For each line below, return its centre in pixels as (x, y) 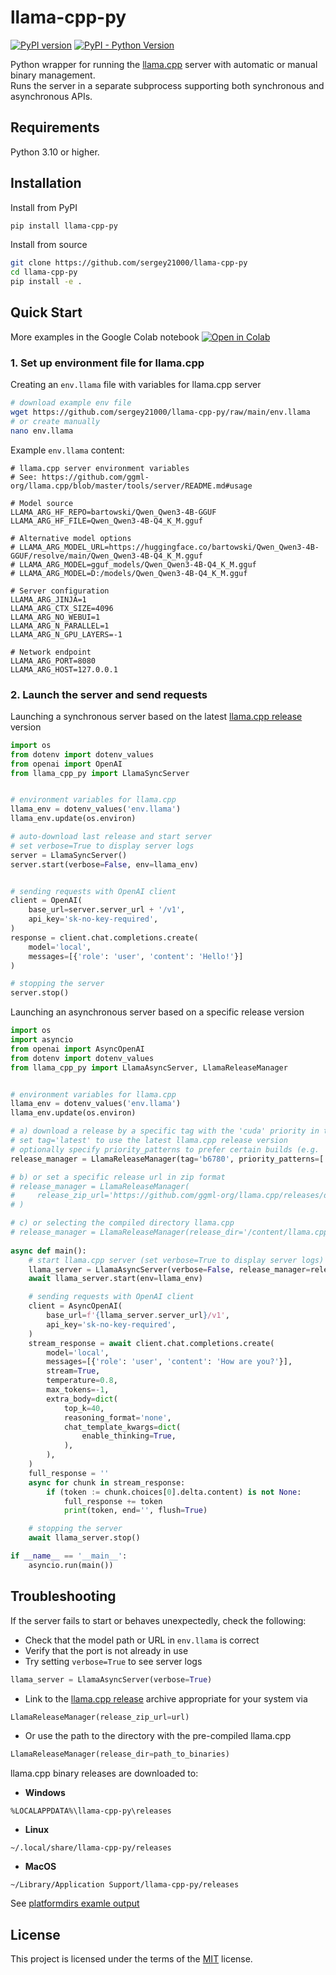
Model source (46, 503)
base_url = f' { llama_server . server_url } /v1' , (138, 1316)
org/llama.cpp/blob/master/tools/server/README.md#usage (131, 486)
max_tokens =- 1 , (78, 1390)
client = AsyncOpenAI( (75, 1306)
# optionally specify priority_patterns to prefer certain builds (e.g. (165, 1149)
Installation (46, 183)
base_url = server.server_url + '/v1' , (107, 910)
